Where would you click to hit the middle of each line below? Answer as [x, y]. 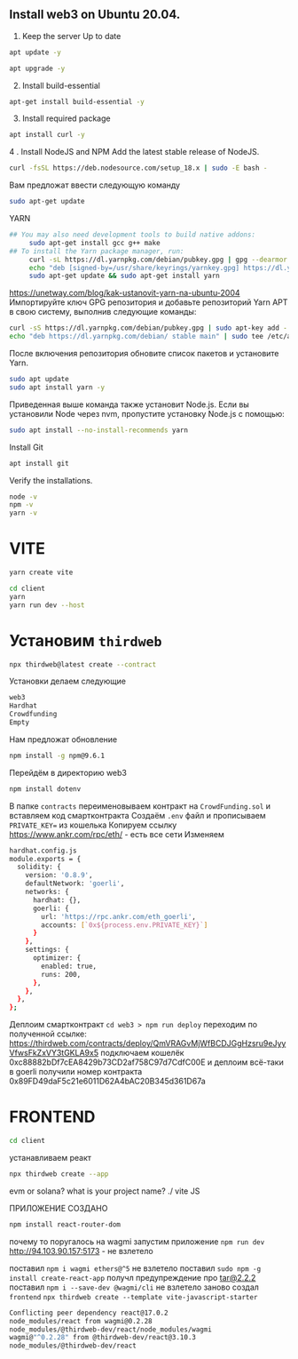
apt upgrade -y [37, 68]
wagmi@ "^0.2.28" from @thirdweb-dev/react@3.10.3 [103, 1338]
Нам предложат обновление [63, 739]
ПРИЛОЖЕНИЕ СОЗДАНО [59, 1208]
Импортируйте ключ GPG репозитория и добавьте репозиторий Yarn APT [149, 302]
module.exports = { [45, 859]
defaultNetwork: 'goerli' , [75, 883]
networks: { [47, 892]
